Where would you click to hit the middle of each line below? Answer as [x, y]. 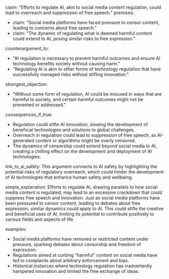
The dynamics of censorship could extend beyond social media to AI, [85, 146]
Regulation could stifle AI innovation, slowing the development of [80, 124]
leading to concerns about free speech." [55, 28]
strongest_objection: [27, 84]
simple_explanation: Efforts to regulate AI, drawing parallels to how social [81, 187]
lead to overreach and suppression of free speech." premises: [70, 13]
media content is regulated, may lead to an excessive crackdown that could [84, 192]
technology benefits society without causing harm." [66, 64]
